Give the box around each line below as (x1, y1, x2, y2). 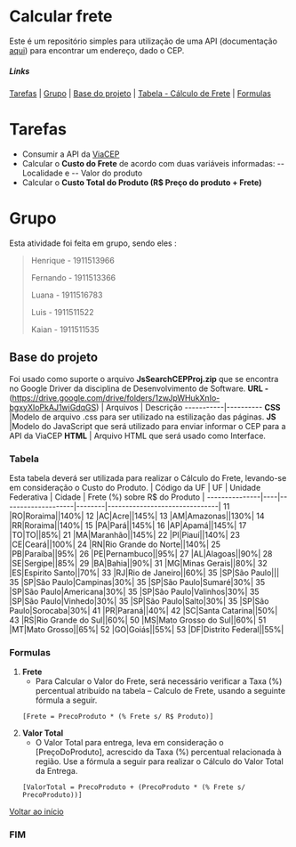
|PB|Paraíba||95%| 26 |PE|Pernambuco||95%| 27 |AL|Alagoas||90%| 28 (9, 548, 273, 558)
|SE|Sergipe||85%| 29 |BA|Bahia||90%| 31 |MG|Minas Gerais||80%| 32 (9, 558, 268, 568)
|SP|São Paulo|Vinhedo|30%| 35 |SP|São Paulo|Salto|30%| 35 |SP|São (9, 595, 269, 607)
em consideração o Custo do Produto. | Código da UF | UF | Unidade (9, 482, 261, 493)
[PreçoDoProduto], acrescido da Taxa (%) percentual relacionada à (35, 746, 282, 758)
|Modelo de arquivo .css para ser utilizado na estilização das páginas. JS (9, 411, 277, 422)
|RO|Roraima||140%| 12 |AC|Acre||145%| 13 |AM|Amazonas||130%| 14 (9, 510, 265, 521)
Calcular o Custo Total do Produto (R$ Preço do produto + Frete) (21, 176, 262, 188)
